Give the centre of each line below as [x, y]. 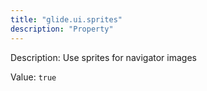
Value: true [33, 77]
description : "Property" [62, 29]
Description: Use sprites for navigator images [103, 57]
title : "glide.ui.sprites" [66, 19]
